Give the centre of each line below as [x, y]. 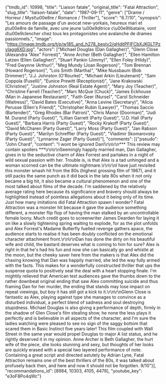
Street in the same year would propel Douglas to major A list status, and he [81, 334]
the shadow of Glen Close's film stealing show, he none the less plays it [78, 313]
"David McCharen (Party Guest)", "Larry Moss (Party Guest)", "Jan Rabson [81, 128]
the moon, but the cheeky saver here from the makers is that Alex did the [80, 255]
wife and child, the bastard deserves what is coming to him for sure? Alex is [82, 244]
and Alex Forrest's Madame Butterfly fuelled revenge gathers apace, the [79, 228]
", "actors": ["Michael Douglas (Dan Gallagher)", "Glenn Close [96, 49]
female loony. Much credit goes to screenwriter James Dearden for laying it [82, 218]
